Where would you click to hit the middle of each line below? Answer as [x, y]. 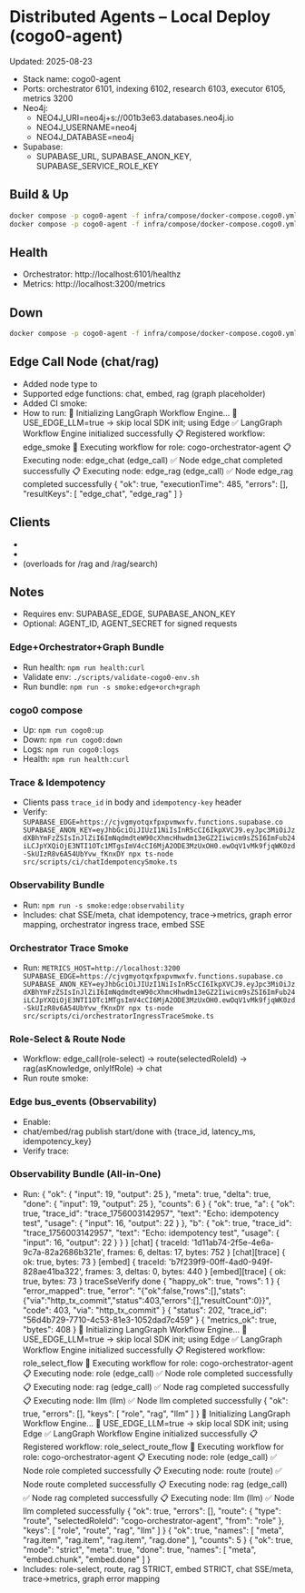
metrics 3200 [48, 98]
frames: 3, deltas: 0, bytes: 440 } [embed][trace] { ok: [186, 1271]
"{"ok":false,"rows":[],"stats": [192, 1291]
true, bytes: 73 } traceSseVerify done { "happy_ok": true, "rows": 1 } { [151, 1281]
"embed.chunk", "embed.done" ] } [87, 1559]
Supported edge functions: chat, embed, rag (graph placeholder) [144, 393]
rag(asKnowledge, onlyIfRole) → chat [92, 1069]
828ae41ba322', [53, 1271]
